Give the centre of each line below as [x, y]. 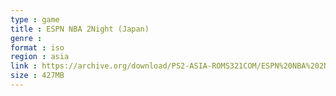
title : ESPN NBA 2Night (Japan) [80, 29]
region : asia [40, 57]
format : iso [37, 47]
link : [24, 66]
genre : [26, 38]
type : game [35, 19]
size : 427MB [37, 76]
